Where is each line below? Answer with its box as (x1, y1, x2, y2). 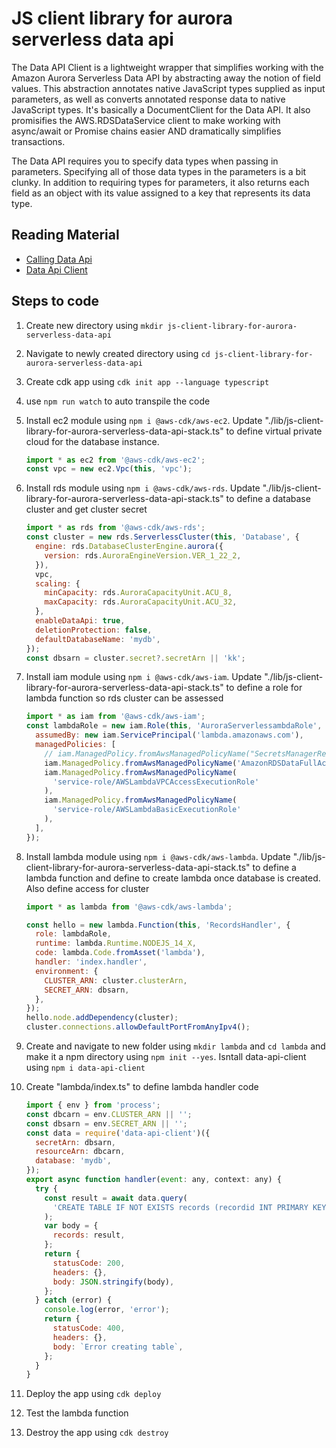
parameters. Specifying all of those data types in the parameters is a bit (11, 165, 307, 177)
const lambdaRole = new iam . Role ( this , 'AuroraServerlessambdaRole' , (25, 721, 323, 731)
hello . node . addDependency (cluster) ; (25, 1013, 179, 1023)
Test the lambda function (25, 1407, 129, 1419)
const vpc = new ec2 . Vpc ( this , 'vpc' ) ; (25, 464, 193, 474)
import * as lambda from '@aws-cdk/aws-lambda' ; (25, 902, 233, 912)
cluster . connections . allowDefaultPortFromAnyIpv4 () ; (25, 1022, 251, 1032)
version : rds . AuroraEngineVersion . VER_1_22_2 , (44, 550, 242, 561)
